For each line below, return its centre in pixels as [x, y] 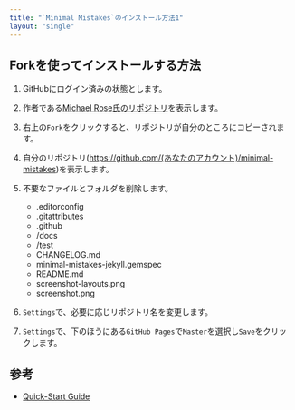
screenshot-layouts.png [81, 284]
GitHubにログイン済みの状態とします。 [95, 89]
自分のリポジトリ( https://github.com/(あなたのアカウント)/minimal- [148, 158]
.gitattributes [60, 216]
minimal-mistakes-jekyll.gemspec [99, 265]
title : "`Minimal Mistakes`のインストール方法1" [96, 18]
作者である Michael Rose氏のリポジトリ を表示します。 [123, 108]
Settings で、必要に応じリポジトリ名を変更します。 [118, 312]
